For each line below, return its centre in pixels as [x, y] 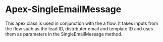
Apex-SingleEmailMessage [63, 9]
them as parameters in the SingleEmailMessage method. [64, 34]
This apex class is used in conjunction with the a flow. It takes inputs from [82, 23]
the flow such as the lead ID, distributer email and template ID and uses [79, 28]
